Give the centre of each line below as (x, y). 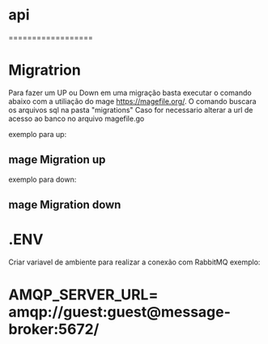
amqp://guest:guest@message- (119, 312)
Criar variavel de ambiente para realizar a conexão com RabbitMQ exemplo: (134, 262)
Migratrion (45, 70)
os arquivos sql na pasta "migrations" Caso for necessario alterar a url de (131, 110)
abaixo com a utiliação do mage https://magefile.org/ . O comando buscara (132, 101)
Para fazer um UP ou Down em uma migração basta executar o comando (130, 92)
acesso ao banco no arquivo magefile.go (77, 118)
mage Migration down (65, 205)
